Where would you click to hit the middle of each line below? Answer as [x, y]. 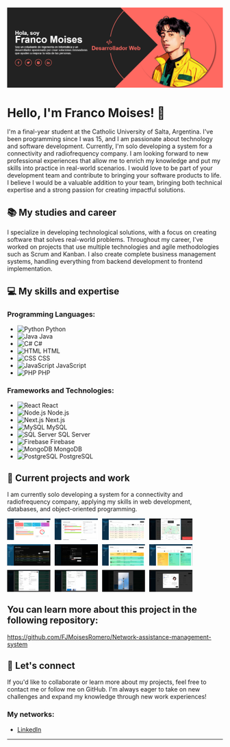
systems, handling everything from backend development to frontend [105, 262]
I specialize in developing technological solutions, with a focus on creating [112, 232]
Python [56, 329]
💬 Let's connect [41, 665]
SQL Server [74, 434]
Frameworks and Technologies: [61, 390]
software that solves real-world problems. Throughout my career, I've [105, 240]
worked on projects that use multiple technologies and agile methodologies [113, 247]
